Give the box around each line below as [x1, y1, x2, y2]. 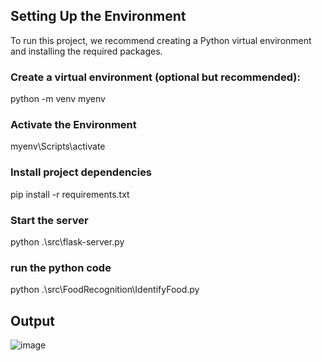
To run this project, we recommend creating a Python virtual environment [10, 34, 312, 46]
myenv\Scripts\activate [10, 140, 106, 153]
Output [10, 312, 55, 329]
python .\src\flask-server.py [10, 236, 125, 248]
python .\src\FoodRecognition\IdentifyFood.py [10, 284, 200, 296]
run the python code [10, 260, 112, 274]
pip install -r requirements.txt [10, 188, 130, 200]
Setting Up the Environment [10, 8, 187, 25]
